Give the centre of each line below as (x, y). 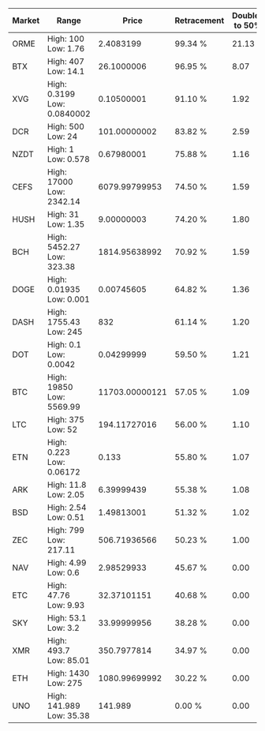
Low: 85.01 (69, 660)
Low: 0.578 (69, 159)
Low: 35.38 (69, 716)
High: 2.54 (67, 507)
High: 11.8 (67, 485)
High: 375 (66, 420)
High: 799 (66, 530)
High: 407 (66, 61)
